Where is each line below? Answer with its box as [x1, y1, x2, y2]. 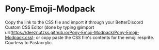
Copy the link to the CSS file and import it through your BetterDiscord [5, 19, 143, 25]
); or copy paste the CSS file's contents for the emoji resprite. [32, 35, 154, 40]
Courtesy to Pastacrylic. [5, 39, 53, 45]
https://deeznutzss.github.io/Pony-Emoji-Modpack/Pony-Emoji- [12, 29, 140, 35]
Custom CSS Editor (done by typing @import [5, 24, 95, 30]
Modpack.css [5, 35, 32, 40]
